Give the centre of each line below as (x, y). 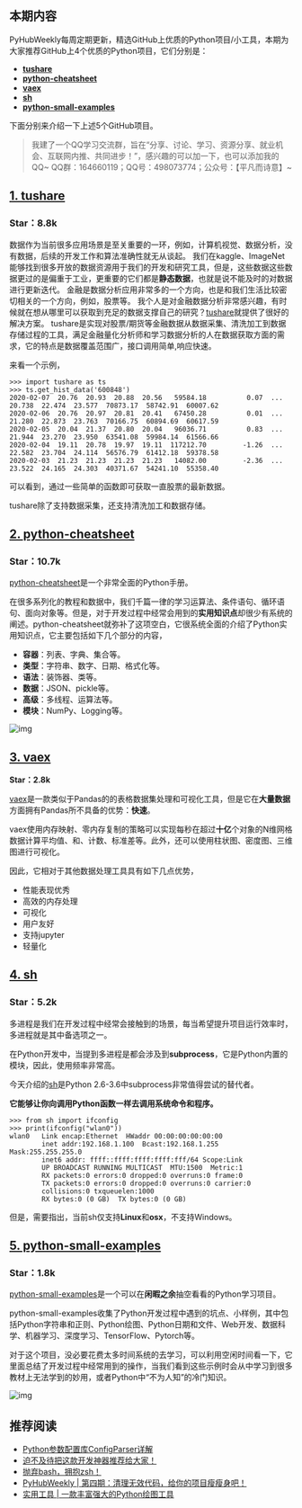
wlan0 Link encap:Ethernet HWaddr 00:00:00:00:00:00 (116, 1136)
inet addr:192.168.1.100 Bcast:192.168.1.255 (130, 1144)
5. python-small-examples (85, 1246)
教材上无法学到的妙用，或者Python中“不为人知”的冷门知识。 (120, 1378)
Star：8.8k (33, 223)
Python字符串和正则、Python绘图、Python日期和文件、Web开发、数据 (147, 1325)
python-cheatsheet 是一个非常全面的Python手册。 (101, 583)
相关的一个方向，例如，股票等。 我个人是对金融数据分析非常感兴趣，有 (148, 300)
